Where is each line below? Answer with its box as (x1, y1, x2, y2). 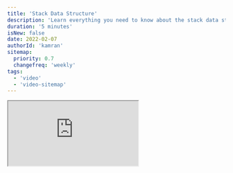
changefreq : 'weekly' (13, 62, 76, 69)
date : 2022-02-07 (7, 36, 58, 43)
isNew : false (7, 29, 45, 37)
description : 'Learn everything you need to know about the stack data (7, 17, 218, 24)
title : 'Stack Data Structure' (7, 10, 98, 17)
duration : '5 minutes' (7, 23, 73, 30)
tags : (7, 68, 23, 75)
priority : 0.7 (13, 55, 54, 62)
